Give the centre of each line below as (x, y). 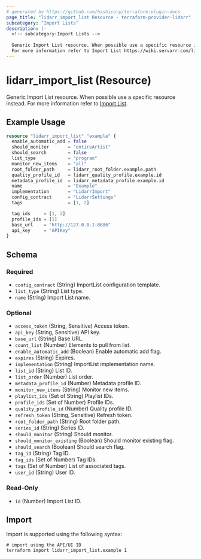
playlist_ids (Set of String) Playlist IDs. (64, 396)
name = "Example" (54, 186)
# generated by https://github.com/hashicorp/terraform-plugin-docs (93, 12)
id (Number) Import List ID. (48, 501)
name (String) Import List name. (53, 297)
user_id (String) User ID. (45, 472)
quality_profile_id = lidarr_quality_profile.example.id (87, 175)
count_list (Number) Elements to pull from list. (73, 345)
